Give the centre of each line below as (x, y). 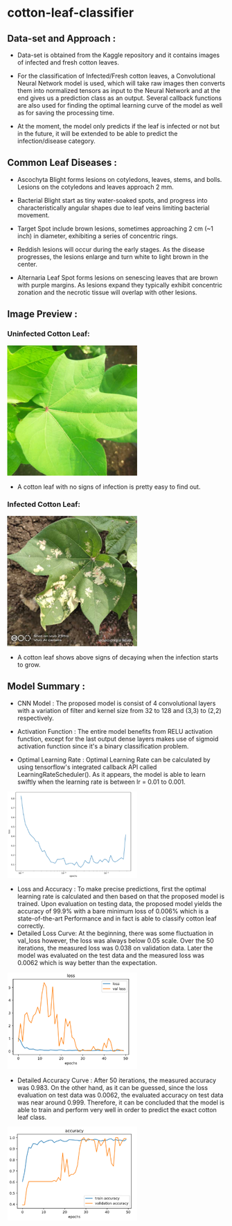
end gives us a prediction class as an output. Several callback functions (119, 98)
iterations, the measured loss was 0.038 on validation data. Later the (115, 948)
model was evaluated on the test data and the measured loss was (110, 955)
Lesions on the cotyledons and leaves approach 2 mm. (96, 187)
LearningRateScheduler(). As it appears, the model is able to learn (111, 774)
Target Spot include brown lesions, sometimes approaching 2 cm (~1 (115, 228)
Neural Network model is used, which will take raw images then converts (121, 83)
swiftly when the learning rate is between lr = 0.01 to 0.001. (101, 782)
